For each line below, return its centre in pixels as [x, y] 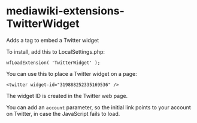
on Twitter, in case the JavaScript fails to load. [63, 113]
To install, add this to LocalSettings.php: [56, 51]
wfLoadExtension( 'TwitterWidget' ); [53, 63]
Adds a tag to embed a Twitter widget [53, 40]
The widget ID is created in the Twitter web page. [67, 96]
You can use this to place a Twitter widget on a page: [72, 73]
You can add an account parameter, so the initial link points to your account [99, 107]
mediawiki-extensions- [65, 11]
